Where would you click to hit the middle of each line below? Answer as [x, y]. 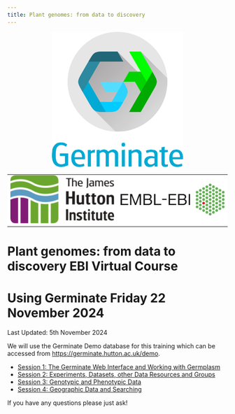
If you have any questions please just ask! [67, 403]
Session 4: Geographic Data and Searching [79, 390]
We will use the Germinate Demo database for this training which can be [111, 346]
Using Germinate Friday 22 [87, 298]
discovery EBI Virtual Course [93, 266]
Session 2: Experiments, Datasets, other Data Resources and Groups [116, 375]
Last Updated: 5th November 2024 [57, 333]
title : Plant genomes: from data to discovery [76, 15]
